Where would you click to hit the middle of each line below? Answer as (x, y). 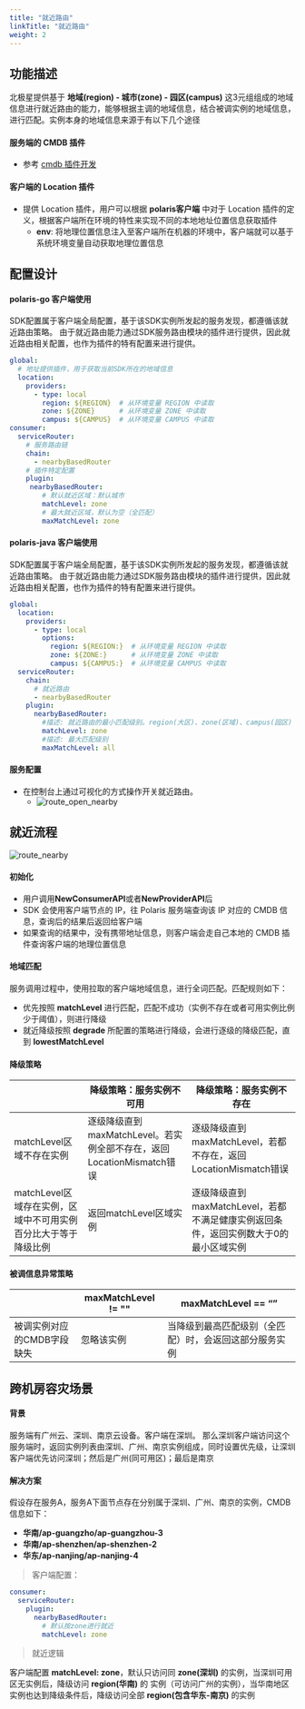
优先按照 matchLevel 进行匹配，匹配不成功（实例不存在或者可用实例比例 (158, 1007)
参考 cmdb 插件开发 (59, 164)
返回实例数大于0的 (249, 1233)
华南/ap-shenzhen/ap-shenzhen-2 (89, 1545)
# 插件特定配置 (50, 470)
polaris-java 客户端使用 (54, 543)
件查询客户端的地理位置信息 (74, 944)
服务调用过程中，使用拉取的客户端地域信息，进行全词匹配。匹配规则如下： (148, 988)
